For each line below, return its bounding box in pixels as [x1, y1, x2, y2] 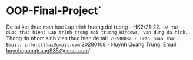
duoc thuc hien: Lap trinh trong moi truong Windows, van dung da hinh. [6, 29, 188, 36]
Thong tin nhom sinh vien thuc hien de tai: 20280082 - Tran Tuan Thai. [6, 34, 179, 41]
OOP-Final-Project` [6, 4, 102, 17]
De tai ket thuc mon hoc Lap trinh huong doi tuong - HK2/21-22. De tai [6, 23, 179, 30]
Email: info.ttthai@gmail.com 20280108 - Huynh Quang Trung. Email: [6, 41, 178, 48]
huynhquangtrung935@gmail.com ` [6, 47, 91, 54]
